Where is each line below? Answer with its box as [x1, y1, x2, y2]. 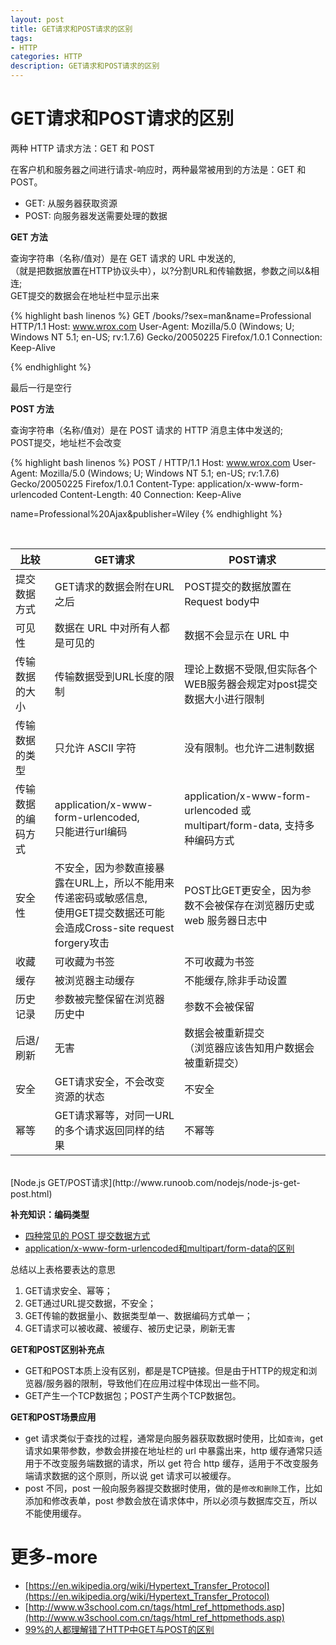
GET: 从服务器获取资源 [24, 197, 118, 209]
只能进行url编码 [54, 824, 128, 838]
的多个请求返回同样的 [54, 1123, 155, 1137]
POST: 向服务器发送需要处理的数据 [24, 209, 168, 221]
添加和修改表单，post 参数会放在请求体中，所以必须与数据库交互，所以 [24, 1494, 318, 1506]
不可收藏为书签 [184, 954, 255, 968]
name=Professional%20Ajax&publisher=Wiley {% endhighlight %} [10, 507, 283, 520]
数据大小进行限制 [184, 692, 265, 706]
